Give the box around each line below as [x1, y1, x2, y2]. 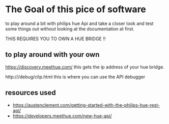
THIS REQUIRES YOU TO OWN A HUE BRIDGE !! [5, 36, 106, 42]
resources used [5, 88, 56, 97]
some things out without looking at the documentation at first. [5, 25, 135, 32]
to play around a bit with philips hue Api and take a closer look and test [5, 20, 154, 26]
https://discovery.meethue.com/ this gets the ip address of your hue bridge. [5, 64, 164, 70]
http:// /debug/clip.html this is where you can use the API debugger [5, 74, 146, 80]
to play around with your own [5, 50, 100, 59]
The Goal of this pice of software [5, 4, 147, 15]
